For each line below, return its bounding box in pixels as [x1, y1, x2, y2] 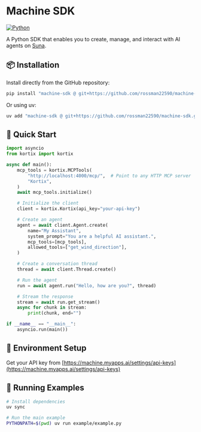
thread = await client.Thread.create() [17, 266, 117, 273]
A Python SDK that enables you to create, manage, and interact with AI [6, 35, 181, 42]
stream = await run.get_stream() [17, 299, 100, 305]
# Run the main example [6, 415, 66, 421]
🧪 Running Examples [6, 383, 85, 393]
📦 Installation [6, 60, 60, 70]
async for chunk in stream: [17, 305, 87, 311]
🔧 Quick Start [6, 129, 57, 139]
